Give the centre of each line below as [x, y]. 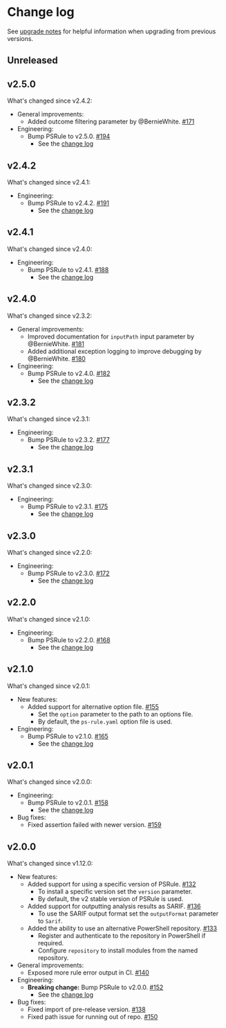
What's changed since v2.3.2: [49, 316]
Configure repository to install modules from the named [118, 950]
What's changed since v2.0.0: [49, 782]
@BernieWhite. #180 [57, 359]
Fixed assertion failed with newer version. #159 [94, 825]
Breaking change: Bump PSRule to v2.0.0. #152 [95, 987]
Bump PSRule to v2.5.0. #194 [69, 137]
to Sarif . [50, 921]
